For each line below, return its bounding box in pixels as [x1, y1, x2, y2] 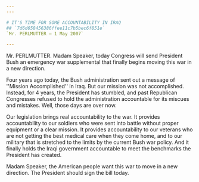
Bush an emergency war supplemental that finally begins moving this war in [6, 58, 192, 66]
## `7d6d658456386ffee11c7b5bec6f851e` [6, 25, 105, 31]
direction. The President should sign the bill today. [6, 169, 129, 177]
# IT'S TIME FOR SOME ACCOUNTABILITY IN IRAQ [6, 19, 121, 26]
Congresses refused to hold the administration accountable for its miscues [6, 95, 189, 103]
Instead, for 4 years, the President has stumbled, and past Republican [6, 89, 178, 96]
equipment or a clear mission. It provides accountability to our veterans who [6, 126, 193, 133]
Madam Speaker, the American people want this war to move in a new [6, 163, 178, 170]
